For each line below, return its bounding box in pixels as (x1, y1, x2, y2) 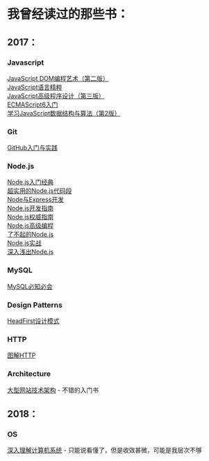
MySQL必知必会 (7, 282, 53, 290)
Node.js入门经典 (7, 178, 54, 187)
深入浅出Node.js (7, 248, 54, 256)
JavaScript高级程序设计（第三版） (7, 91, 106, 100)
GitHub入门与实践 (7, 143, 58, 152)
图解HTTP (7, 351, 36, 359)
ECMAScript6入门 (7, 100, 58, 109)
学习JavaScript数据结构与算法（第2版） (7, 109, 121, 117)
